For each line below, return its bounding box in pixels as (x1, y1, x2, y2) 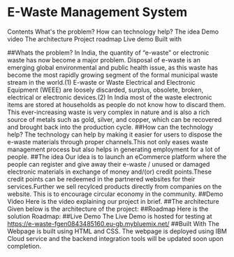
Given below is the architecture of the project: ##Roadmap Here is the (7, 204, 209, 213)
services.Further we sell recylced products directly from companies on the (7, 182, 222, 190)
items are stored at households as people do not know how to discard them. (7, 100, 226, 109)
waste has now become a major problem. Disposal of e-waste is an (7, 55, 200, 64)
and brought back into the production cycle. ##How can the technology (7, 123, 213, 131)
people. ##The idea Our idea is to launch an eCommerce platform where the (7, 152, 227, 161)
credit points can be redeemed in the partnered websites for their (7, 174, 196, 183)
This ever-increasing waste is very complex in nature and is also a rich (7, 108, 210, 116)
